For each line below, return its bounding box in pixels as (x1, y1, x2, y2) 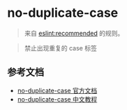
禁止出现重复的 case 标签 (24, 43, 98, 52)
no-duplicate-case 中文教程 (17, 95, 98, 103)
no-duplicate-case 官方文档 (17, 86, 98, 95)
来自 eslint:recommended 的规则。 (24, 29, 124, 37)
